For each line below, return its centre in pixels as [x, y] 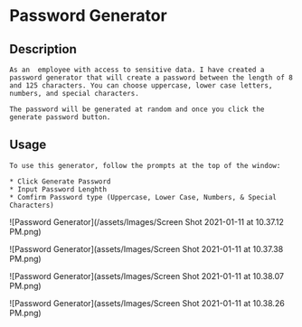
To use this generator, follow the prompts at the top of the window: [145, 165]
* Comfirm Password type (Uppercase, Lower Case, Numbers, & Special [143, 197]
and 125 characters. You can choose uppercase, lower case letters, [141, 86]
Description [43, 49]
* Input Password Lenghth [58, 189]
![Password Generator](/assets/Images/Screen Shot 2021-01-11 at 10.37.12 [147, 221]
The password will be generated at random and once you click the [137, 109]
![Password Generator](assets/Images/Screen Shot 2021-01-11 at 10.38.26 [147, 303]
